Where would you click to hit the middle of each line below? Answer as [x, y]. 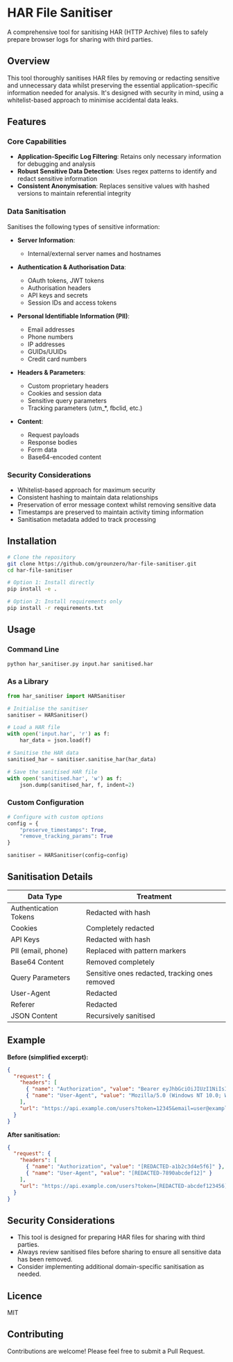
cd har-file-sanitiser [40, 570]
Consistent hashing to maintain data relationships [87, 497]
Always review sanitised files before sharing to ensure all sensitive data [119, 1252]
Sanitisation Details [50, 877]
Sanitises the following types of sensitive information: [84, 226]
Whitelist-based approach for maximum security [86, 490]
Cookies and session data [64, 393]
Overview [29, 61]
